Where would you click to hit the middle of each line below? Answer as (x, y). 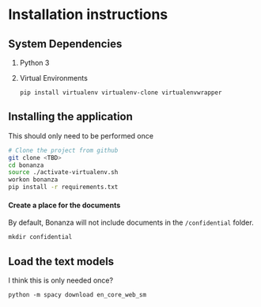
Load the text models (61, 262)
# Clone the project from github (63, 150)
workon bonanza (33, 180)
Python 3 (34, 63)
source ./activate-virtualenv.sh (63, 172)
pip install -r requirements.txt (63, 188)
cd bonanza (26, 165)
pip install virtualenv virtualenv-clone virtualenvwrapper (121, 93)
